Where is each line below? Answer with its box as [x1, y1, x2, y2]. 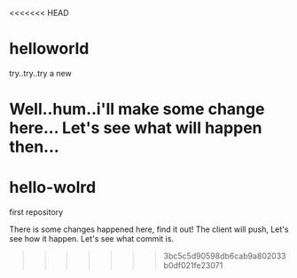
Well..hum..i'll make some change [9, 99, 265, 119]
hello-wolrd [9, 178, 97, 198]
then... [9, 137, 59, 157]
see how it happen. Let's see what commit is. [9, 234, 175, 244]
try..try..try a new [9, 68, 73, 78]
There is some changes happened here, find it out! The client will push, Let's [9, 224, 289, 234]
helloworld [9, 39, 90, 59]
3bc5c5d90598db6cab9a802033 [163, 250, 286, 261]
